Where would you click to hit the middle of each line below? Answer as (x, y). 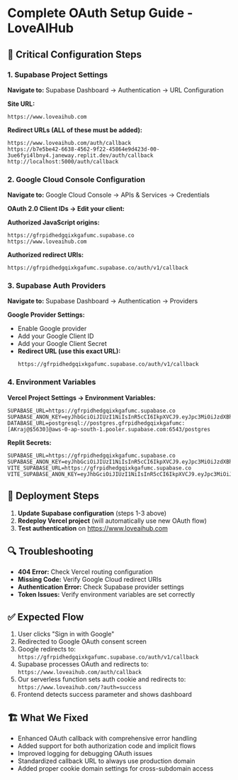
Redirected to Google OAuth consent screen (82, 641)
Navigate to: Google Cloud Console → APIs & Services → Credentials (109, 195)
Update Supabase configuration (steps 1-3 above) (92, 513)
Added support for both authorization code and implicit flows (107, 746)
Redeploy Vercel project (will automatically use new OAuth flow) (112, 521)
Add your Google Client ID (56, 336)
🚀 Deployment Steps (53, 496)
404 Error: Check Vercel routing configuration (85, 572)
